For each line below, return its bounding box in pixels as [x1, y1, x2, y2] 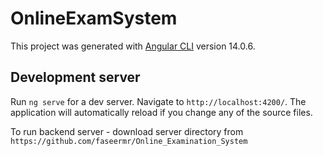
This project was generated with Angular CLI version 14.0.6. [10, 40, 256, 52]
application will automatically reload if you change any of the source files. [10, 106, 313, 118]
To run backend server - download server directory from [10, 125, 244, 137]
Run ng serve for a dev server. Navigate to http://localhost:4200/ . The [10, 95, 307, 107]
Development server [10, 69, 141, 86]
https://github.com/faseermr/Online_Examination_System [10, 136, 248, 146]
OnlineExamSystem [10, 7, 178, 30]
